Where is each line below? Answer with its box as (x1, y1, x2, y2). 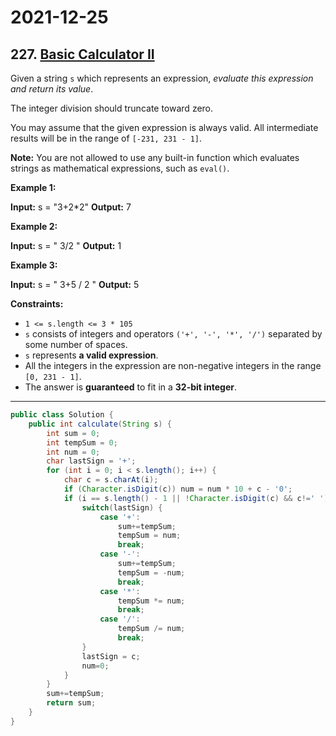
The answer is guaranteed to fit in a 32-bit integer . (24, 381, 238, 393)
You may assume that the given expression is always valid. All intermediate (10, 122, 319, 133)
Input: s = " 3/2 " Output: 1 (10, 240, 122, 251)
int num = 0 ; (46, 447, 101, 457)
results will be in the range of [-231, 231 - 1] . (10, 132, 203, 144)
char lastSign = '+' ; (46, 456, 137, 466)
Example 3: (10, 259, 58, 271)
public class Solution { (10, 410, 114, 420)
